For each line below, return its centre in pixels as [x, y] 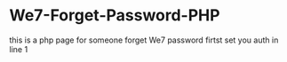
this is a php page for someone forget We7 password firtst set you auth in [144, 40]
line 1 [19, 49]
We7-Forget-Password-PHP [115, 15]
